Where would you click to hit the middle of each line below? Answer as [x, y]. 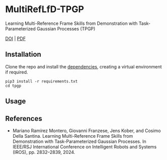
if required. [17, 72]
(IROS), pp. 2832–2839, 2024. [44, 152]
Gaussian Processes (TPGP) [66, 28]
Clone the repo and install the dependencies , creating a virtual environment [84, 66]
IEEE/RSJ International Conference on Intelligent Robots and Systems [85, 147]
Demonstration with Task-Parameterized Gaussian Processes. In [79, 141]
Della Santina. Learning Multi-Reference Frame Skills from [73, 136]
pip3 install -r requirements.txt [42, 81]
